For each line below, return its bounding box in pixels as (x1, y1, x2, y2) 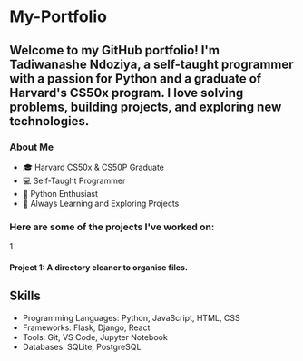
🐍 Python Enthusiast (22, 188, 98, 199)
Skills (9, 288, 41, 304)
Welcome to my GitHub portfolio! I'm (9, 43, 220, 58)
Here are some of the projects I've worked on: (9, 220, 215, 233)
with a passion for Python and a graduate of (9, 71, 262, 86)
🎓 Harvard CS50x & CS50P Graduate (22, 161, 165, 172)
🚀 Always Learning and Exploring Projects (22, 198, 180, 209)
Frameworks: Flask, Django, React (22, 322, 151, 333)
